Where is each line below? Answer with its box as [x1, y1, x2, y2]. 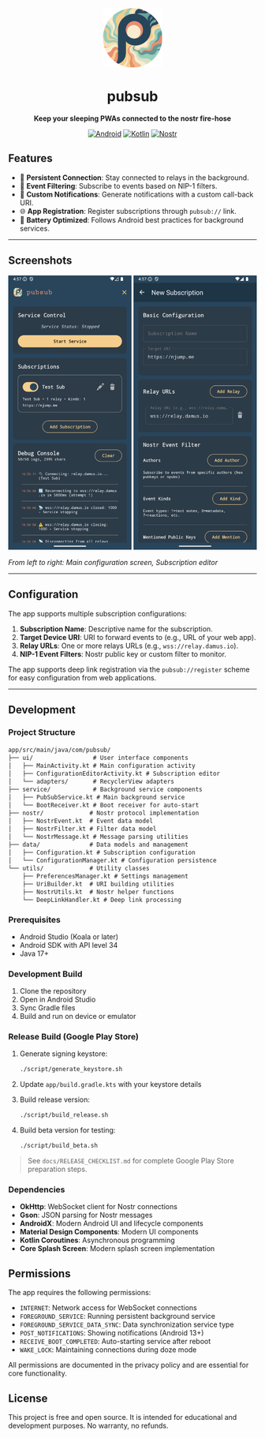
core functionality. [8, 1369, 67, 1378]
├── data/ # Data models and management [8, 841, 189, 848]
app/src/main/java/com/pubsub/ [8, 746, 111, 754]
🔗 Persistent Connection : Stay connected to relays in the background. [19, 173, 250, 182]
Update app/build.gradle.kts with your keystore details [19, 1080, 202, 1089]
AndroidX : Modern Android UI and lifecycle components [19, 1219, 203, 1228]
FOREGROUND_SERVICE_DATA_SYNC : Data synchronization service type [19, 1320, 234, 1329]
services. [19, 223, 50, 233]
